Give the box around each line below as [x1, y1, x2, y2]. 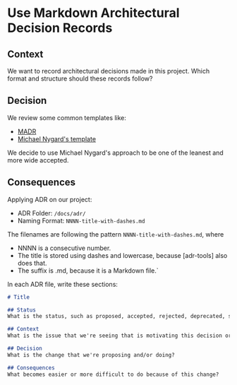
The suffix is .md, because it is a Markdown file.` [17, 266, 159, 275]
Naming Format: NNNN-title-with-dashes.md [17, 216, 145, 225]
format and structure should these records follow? [7, 74, 153, 83]
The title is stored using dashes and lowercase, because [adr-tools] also [17, 251, 228, 259]
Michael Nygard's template [17, 134, 97, 143]
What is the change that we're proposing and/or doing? [7, 351, 175, 358]
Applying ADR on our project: [7, 195, 92, 203]
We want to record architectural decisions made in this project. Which [7, 67, 210, 75]
